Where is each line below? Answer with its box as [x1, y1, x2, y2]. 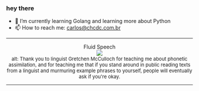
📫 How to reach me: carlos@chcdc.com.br [14, 24, 121, 31]
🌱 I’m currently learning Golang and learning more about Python [14, 18, 171, 25]
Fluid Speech [84, 43, 115, 51]
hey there [6, 4, 34, 12]
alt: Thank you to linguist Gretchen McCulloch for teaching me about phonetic [11, 56, 188, 63]
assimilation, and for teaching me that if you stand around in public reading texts [8, 61, 191, 69]
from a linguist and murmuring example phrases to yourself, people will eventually [7, 67, 192, 74]
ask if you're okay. [79, 73, 120, 80]
